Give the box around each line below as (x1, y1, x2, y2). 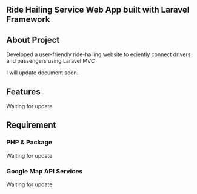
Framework (6, 15, 50, 25)
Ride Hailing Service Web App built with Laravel (6, 5, 190, 15)
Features (6, 86, 41, 97)
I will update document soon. (6, 69, 79, 76)
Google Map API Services (6, 167, 83, 175)
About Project (6, 34, 60, 45)
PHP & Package (6, 138, 53, 147)
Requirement (6, 120, 56, 131)
